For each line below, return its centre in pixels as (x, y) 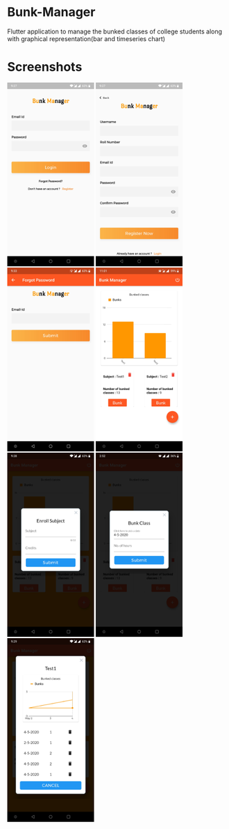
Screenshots (45, 67)
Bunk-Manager (51, 12)
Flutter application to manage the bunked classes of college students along (115, 31)
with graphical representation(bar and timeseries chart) (86, 38)
